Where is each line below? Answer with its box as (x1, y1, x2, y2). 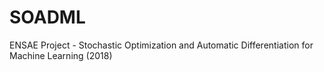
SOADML (9, 6, 86, 29)
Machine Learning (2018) (9, 49, 113, 61)
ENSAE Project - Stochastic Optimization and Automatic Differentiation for (9, 39, 314, 51)
